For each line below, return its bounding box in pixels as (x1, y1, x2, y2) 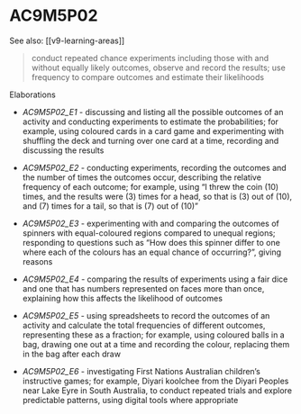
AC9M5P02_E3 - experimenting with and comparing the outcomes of (22, 218, 279, 229)
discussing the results (22, 145, 105, 156)
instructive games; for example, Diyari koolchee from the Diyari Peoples (22, 375, 289, 386)
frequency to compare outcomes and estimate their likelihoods (31, 71, 264, 82)
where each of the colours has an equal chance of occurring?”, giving (22, 247, 282, 257)
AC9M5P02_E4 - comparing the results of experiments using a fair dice (22, 274, 288, 284)
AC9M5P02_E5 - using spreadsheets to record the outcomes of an (22, 310, 270, 320)
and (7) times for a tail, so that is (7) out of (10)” (22, 200, 199, 211)
